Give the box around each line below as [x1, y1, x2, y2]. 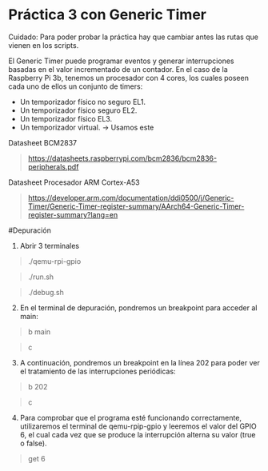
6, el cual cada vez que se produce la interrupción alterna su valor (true [19, 429, 256, 439]
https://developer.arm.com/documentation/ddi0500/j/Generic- [27, 193, 234, 202]
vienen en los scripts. [8, 40, 79, 50]
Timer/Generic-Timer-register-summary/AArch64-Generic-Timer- [27, 202, 245, 211]
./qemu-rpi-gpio [27, 256, 82, 265]
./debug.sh [27, 287, 64, 297]
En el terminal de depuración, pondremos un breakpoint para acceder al [19, 302, 258, 313]
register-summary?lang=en [27, 210, 118, 219]
